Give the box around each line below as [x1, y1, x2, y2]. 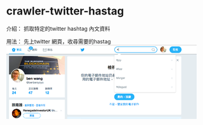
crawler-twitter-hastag [6, 4, 124, 18]
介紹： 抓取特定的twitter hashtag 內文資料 [6, 25, 111, 32]
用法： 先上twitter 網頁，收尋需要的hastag [6, 37, 111, 45]
